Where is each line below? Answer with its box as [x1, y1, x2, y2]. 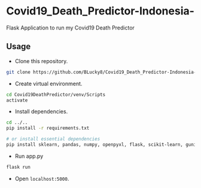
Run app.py [14, 152, 44, 160]
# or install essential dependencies [6, 136, 100, 142]
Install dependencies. [14, 108, 68, 115]
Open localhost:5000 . [14, 175, 69, 182]
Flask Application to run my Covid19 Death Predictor [6, 24, 135, 31]
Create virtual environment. [14, 80, 83, 87]
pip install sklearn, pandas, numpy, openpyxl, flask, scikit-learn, [6, 142, 184, 148]
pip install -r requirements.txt [6, 125, 90, 132]
